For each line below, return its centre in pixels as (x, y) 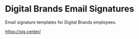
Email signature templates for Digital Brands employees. (61, 22)
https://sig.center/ (23, 31)
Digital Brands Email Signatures (69, 9)
